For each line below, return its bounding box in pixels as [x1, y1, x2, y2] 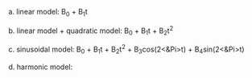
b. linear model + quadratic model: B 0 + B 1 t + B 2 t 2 [8, 24, 174, 37]
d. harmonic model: [8, 62, 73, 72]
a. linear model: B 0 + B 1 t [8, 7, 89, 18]
